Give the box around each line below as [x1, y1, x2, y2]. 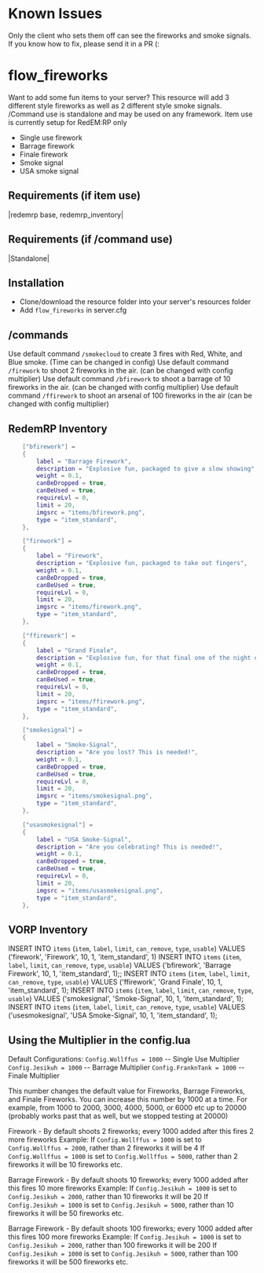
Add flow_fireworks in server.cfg [19, 306, 127, 315]
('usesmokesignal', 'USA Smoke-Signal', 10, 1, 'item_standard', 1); [8, 1011, 218, 1020]
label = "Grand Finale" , [36, 646, 118, 655]
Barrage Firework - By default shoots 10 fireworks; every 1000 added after [8, 1176, 249, 1185]
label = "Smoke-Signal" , [36, 741, 118, 749]
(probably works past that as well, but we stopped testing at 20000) [8, 1111, 229, 1121]
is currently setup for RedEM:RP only [8, 117, 127, 127]
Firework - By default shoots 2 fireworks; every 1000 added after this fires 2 [8, 1127, 254, 1136]
